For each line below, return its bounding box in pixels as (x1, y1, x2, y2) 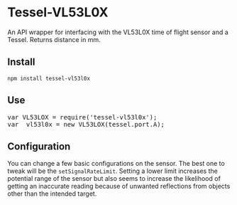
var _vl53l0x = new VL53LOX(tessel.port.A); (7, 120, 165, 128)
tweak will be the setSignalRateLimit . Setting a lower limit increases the (7, 167, 218, 175)
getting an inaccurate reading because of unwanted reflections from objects (7, 182, 231, 191)
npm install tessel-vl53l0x (7, 75, 91, 82)
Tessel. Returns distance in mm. (7, 35, 101, 43)
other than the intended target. (7, 189, 97, 198)
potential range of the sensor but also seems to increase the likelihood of (7, 174, 221, 183)
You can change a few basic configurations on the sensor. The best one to (7, 159, 225, 168)
